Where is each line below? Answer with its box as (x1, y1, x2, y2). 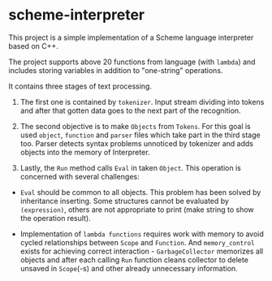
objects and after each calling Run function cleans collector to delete (19, 254, 249, 265)
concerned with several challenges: (19, 171, 140, 181)
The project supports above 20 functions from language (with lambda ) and (8, 57, 256, 67)
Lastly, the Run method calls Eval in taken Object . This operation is (19, 162, 241, 172)
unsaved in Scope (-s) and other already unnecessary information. (19, 263, 238, 273)
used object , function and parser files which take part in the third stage (19, 130, 261, 140)
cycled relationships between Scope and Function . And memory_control (19, 237, 255, 247)
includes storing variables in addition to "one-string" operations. (8, 65, 223, 75)
